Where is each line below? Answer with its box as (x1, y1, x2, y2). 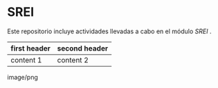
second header (57, 43, 109, 53)
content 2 (57, 55, 89, 64)
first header (10, 43, 51, 53)
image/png (7, 73, 38, 81)
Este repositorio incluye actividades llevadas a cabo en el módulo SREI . (7, 27, 212, 35)
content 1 (10, 55, 42, 64)
